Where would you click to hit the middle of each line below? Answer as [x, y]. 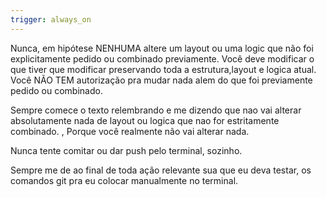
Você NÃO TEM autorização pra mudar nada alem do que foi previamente [161, 80]
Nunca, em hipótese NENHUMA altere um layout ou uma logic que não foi [162, 48]
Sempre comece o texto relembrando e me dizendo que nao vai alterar [156, 110]
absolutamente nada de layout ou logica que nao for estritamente [145, 120]
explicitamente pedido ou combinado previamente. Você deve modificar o [162, 58]
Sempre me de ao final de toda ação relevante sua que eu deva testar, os [161, 170]
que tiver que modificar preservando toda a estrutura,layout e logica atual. [163, 69]
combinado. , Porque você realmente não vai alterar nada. [130, 131]
